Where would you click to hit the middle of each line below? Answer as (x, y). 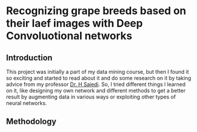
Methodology (31, 122)
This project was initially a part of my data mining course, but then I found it (98, 72)
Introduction (29, 57)
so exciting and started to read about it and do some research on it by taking (98, 78)
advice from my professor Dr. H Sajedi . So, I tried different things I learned (96, 84)
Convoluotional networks (69, 36)
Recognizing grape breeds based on (96, 11)
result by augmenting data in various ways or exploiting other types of (91, 97)
